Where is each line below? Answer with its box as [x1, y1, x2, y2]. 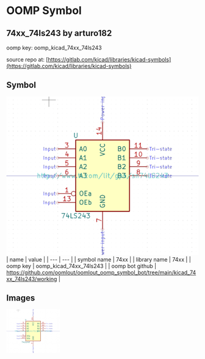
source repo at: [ [6, 56, 48, 63]
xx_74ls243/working [6, 275, 57, 282]
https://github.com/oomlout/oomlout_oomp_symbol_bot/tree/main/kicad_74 [6, 269, 196, 276]
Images [6, 293, 35, 303]
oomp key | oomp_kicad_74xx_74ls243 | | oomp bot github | [6, 262, 157, 269]
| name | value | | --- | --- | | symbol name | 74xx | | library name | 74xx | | [6, 255, 191, 263]
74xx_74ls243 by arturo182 [6, 28, 112, 38]
